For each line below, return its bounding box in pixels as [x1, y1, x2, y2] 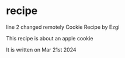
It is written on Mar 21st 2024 [6, 46, 77, 53]
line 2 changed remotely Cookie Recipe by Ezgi [6, 23, 120, 30]
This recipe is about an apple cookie [6, 35, 93, 42]
